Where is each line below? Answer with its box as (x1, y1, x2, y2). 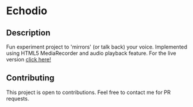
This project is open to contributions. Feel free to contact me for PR (6, 89, 171, 96)
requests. (6, 95, 30, 102)
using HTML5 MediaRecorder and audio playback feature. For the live (6, 50, 176, 57)
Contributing (6, 73, 55, 83)
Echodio (6, 4, 48, 18)
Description (6, 28, 50, 38)
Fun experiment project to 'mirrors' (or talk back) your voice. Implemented (6, 43, 188, 50)
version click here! (6, 56, 52, 63)
